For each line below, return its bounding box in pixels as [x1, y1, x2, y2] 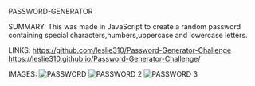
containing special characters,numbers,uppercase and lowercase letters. [8, 31, 249, 39]
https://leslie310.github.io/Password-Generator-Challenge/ [8, 54, 201, 63]
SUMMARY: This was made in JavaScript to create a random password [8, 22, 241, 31]
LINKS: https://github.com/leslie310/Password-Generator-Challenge [8, 46, 232, 54]
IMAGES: [8, 69, 37, 78]
